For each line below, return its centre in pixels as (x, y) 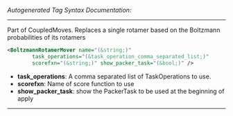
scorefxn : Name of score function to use (76, 83)
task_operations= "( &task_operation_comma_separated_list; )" (121, 56)
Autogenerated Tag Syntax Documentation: (69, 10)
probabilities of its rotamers (46, 37)
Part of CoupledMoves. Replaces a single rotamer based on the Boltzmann (114, 30)
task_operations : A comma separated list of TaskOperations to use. (114, 76)
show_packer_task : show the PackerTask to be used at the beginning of (121, 91)
